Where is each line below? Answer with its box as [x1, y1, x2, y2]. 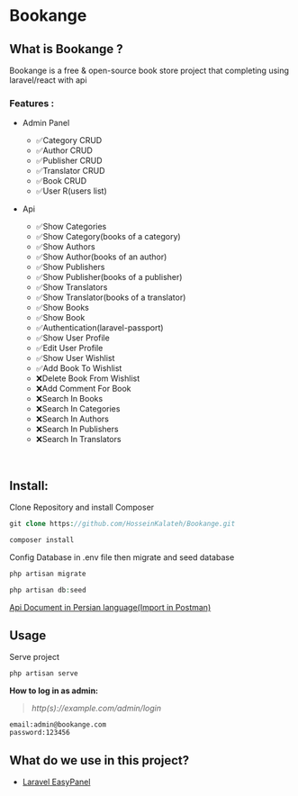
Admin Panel [22, 118, 70, 129]
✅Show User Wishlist [35, 353, 115, 364]
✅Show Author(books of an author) [35, 251, 167, 262]
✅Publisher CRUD [35, 155, 103, 167]
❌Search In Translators [35, 434, 122, 445]
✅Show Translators [35, 282, 108, 293]
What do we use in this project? [9, 753, 190, 768]
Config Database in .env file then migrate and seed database [9, 551, 235, 563]
